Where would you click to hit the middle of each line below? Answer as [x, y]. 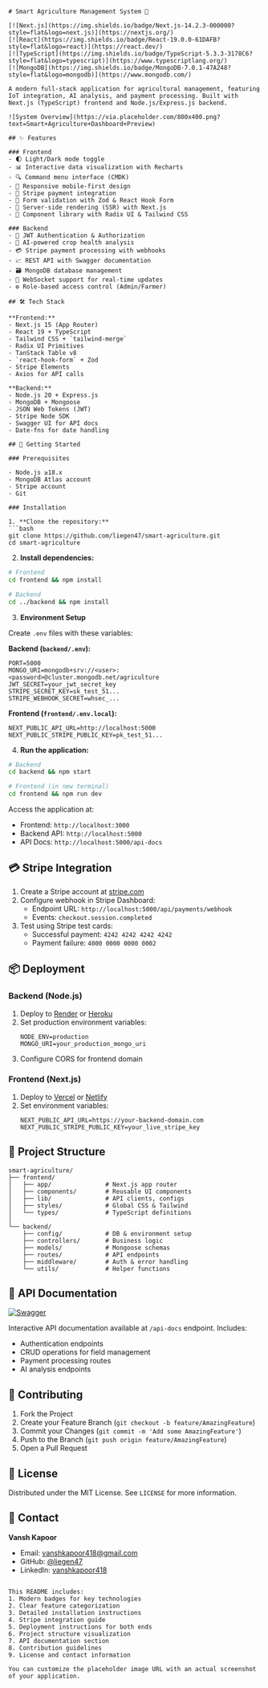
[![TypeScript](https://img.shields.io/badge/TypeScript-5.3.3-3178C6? [130, 54]
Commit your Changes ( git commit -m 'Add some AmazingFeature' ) [131, 1431]
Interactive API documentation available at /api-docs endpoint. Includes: [128, 1328]
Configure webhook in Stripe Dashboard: [87, 900]
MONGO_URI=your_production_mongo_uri [83, 1044]
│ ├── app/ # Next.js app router [93, 1184]
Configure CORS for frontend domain [81, 1059]
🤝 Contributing [46, 1394]
